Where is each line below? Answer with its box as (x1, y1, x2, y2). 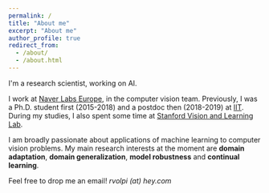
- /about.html (15, 57, 63, 65)
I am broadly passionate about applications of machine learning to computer (8, 135, 261, 144)
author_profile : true (8, 34, 81, 42)
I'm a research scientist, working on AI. (8, 78, 138, 88)
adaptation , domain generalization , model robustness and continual (8, 151, 240, 161)
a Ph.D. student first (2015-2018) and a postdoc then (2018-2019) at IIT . (8, 102, 244, 112)
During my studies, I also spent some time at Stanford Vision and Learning (8, 111, 254, 120)
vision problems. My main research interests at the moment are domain (8, 143, 245, 153)
